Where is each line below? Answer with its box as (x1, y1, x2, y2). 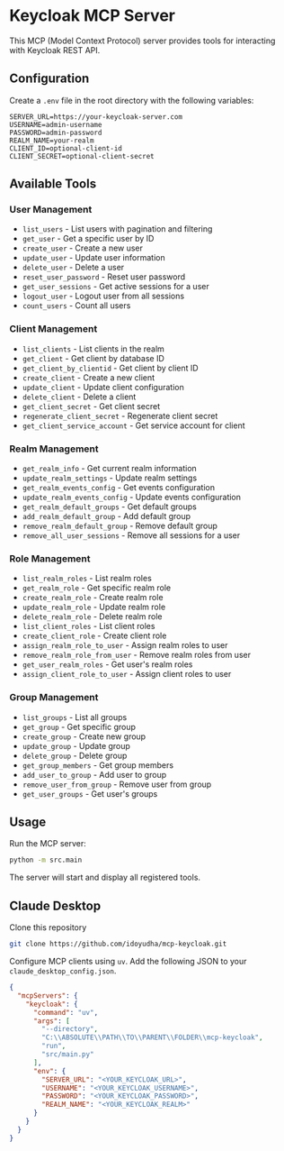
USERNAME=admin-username (9, 120, 102, 129)
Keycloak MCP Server (9, 5, 175, 26)
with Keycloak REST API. (9, 44, 101, 55)
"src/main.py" (41, 1050, 94, 1059)
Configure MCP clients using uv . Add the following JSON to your (9, 956, 247, 966)
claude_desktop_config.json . (9, 965, 117, 976)
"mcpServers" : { (17, 991, 78, 1000)
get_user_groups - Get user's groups (22, 788, 158, 799)
